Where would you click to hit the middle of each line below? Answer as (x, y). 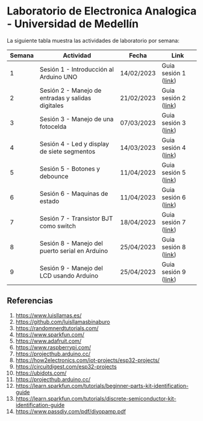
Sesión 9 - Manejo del (71, 268)
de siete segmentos (67, 151)
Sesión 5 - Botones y (70, 169)
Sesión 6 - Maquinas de (74, 193)
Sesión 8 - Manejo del (71, 243)
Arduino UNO (58, 76)
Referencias (30, 301)
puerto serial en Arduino (74, 251)
